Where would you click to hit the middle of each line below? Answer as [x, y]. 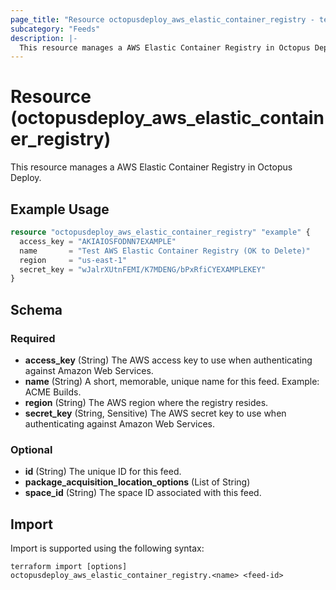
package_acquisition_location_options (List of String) [137, 482]
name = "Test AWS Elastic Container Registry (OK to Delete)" [165, 251]
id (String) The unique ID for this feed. [103, 472]
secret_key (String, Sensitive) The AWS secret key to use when [155, 413]
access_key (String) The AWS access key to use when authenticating [168, 360]
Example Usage [60, 209]
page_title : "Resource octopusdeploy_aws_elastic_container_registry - [162, 19]
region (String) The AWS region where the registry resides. [146, 402]
